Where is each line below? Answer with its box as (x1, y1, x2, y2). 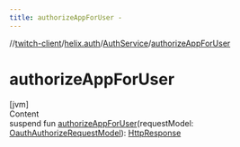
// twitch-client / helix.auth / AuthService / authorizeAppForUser (9, 38, 231, 48)
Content (9, 108, 40, 119)
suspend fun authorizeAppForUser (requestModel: (9, 117, 194, 128)
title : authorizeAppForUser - (9, 13, 123, 22)
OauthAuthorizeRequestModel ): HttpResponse (9, 127, 182, 138)
